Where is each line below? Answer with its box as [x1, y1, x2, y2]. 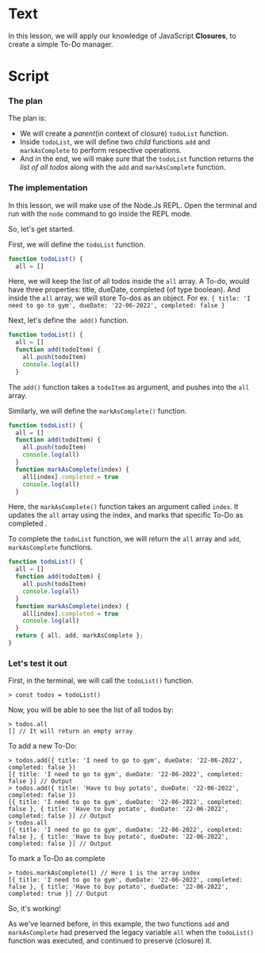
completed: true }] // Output [8, 890, 109, 898]
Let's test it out [8, 657, 67, 668]
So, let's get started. [8, 224, 75, 234]
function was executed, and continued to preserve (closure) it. [8, 936, 212, 946]
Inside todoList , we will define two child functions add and [19, 137, 210, 147]
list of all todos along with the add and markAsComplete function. [19, 163, 226, 172]
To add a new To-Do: [8, 741, 77, 751]
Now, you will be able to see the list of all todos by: [8, 705, 174, 714]
